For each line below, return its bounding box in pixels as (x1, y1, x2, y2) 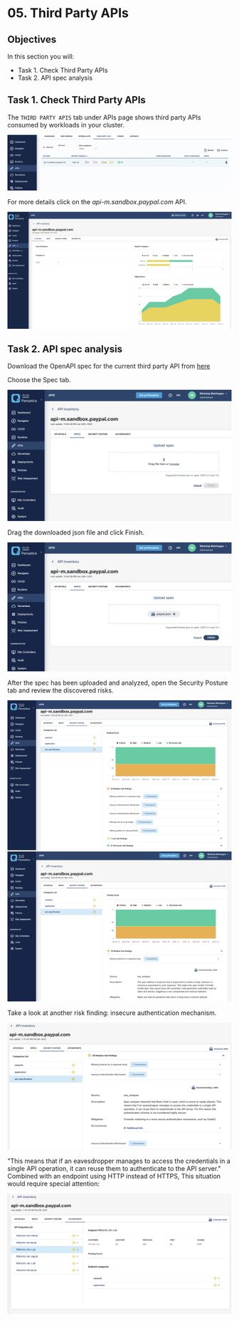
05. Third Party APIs (7, 5, 129, 21)
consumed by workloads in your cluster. (7, 120, 124, 129)
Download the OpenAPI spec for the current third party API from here (7, 362, 211, 371)
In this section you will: (7, 52, 75, 60)
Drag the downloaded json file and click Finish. (7, 528, 144, 537)
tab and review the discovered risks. (7, 686, 114, 695)
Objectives (7, 33, 57, 46)
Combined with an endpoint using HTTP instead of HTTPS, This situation (7, 1172, 221, 1180)
